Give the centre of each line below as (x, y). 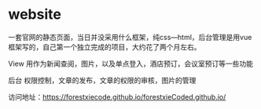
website (35, 15)
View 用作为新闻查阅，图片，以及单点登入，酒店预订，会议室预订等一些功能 (131, 64)
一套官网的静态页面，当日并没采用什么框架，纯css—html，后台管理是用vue (130, 37)
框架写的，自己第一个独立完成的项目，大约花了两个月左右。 (105, 47)
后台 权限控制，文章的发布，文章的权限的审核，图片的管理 (102, 80)
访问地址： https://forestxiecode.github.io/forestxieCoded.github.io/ (117, 96)
